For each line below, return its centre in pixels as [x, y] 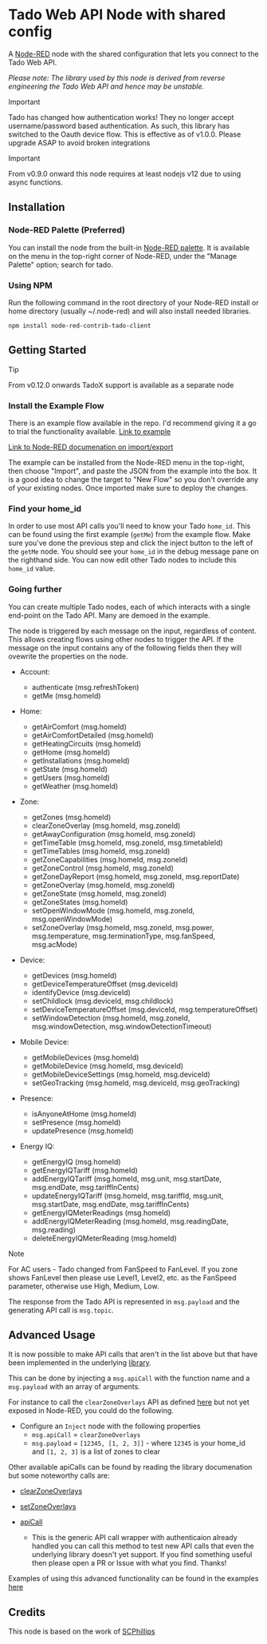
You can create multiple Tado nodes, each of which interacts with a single [130, 607]
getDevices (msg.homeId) [74, 975]
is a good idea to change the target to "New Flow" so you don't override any [133, 480]
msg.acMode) [55, 944]
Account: [35, 671]
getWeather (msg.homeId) [75, 786]
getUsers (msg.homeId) [71, 778]
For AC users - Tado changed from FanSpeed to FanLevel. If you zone [123, 1269]
